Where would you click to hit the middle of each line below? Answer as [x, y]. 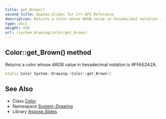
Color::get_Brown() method [48, 53]
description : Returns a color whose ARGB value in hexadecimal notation [82, 19]
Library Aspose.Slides [35, 111]
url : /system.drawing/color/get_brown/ [46, 33]
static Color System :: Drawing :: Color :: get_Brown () [58, 74]
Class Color [24, 101]
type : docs [16, 23]
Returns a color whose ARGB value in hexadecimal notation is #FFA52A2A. [81, 64]
